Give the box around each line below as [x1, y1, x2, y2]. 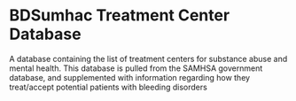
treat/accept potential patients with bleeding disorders [9, 82, 208, 92]
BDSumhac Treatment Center [9, 5, 230, 26]
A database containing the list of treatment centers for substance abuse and [9, 53, 288, 64]
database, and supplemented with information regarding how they [9, 72, 251, 82]
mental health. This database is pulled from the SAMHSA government [9, 63, 263, 74]
